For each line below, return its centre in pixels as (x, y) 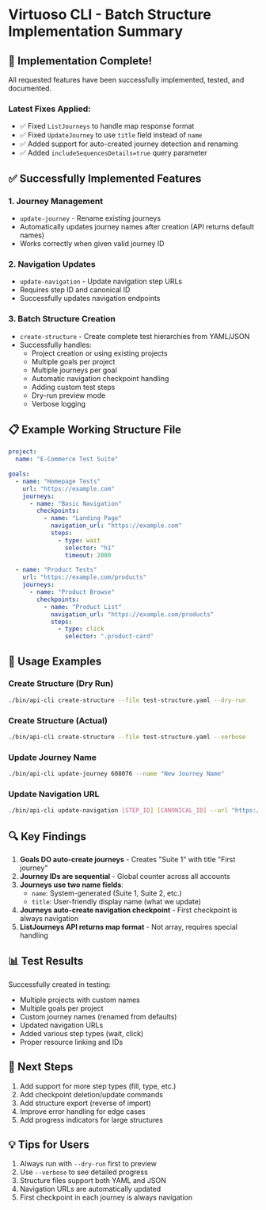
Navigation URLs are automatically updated (90, 1189)
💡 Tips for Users (49, 1145)
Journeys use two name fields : (72, 885)
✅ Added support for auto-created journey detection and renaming (129, 144)
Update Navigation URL (54, 794)
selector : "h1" (89, 548)
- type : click (81, 629)
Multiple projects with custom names (80, 1000)
